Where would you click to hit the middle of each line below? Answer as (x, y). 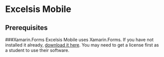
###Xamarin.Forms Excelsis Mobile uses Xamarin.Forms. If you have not (79, 39)
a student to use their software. (37, 50)
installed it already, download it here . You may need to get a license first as (82, 45)
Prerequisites (26, 28)
